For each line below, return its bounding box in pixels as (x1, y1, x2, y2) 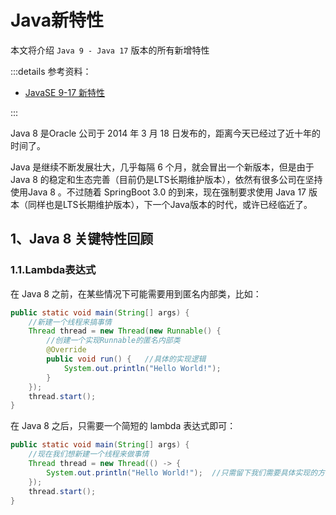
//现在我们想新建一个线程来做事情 (28, 449, 150, 460)
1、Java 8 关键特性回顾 (10, 231, 154, 248)
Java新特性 (10, 9, 104, 32)
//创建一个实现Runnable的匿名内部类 (46, 336, 181, 346)
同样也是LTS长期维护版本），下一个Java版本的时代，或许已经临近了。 (27, 198, 313, 210)
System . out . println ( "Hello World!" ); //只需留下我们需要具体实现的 (46, 467, 318, 478)
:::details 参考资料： (10, 65, 92, 77)
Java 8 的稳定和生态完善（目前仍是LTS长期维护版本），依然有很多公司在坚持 (10, 173, 323, 185)
